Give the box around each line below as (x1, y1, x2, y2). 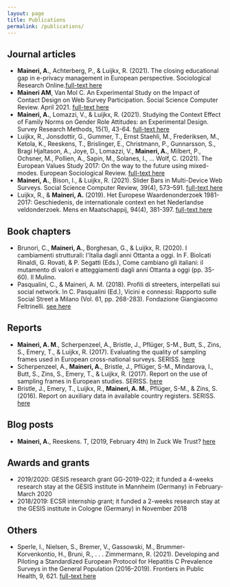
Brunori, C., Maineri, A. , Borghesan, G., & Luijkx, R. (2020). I (16, 244, 187, 252)
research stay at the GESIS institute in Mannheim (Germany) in (16, 482, 194, 491)
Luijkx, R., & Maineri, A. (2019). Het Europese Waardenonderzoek (16, 191, 203, 200)
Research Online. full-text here (16, 81, 102, 89)
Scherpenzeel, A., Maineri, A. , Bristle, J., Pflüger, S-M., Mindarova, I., (16, 362, 214, 370)
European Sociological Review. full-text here (40, 169, 165, 178)
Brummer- (156, 543, 185, 551)
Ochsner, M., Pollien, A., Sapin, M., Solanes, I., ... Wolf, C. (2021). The (16, 154, 213, 162)
